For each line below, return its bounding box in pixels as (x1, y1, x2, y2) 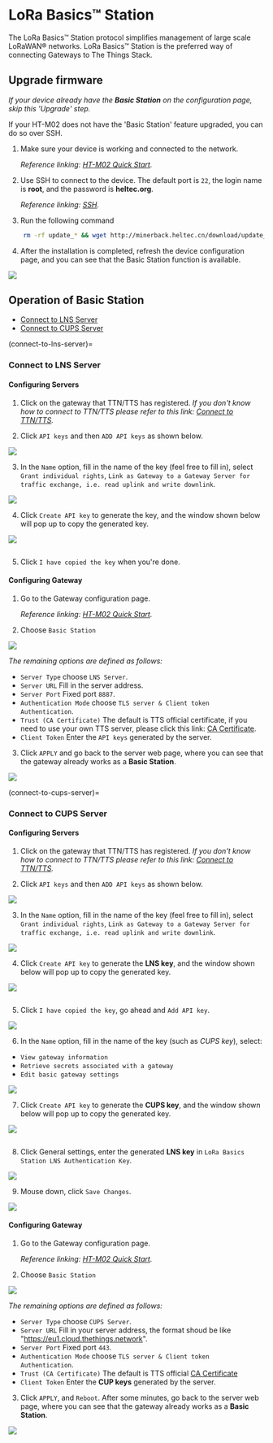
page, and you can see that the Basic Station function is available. (19, 254, 241, 264)
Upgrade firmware (8, 73, 103, 87)
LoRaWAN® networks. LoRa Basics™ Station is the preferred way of (8, 41, 233, 50)
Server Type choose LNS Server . (19, 672, 128, 681)
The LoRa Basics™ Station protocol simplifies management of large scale (8, 33, 251, 42)
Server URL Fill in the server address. (19, 680, 144, 690)
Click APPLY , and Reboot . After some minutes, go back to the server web (19, 1393, 260, 1403)
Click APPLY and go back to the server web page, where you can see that (19, 748, 264, 758)
